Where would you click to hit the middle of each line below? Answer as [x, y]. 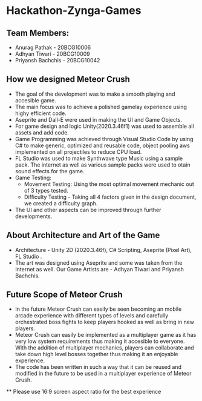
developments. [34, 216]
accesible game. [35, 100]
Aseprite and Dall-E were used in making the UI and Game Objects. [99, 119]
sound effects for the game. [50, 171]
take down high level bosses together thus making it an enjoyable [96, 354]
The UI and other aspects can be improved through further [88, 210]
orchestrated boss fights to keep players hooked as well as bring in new [105, 322]
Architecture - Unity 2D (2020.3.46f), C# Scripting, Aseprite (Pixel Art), [103, 250]
